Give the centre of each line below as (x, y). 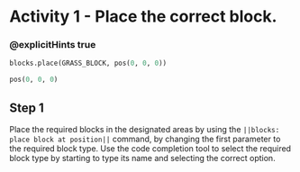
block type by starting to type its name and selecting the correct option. (143, 158)
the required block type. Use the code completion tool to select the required (150, 149)
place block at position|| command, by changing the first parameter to (145, 139)
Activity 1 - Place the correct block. (143, 17)
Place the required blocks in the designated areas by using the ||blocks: (145, 130)
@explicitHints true (53, 45)
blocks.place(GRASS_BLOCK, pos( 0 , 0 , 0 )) (88, 63)
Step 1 (27, 108)
